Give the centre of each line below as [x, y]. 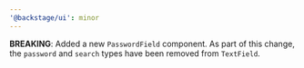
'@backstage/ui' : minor [55, 18]
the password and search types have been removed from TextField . [135, 53]
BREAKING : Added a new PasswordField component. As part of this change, [152, 44]
